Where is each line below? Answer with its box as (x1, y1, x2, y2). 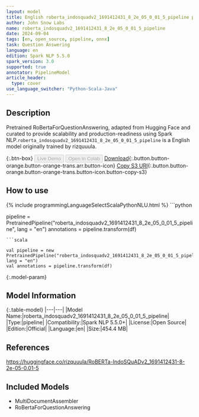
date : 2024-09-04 (6, 31, 49, 37)
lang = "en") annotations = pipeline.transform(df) (17, 225, 137, 232)
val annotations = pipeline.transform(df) (6, 263, 113, 269)
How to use (6, 185, 49, 196)
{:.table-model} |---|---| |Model (6, 307, 83, 314)
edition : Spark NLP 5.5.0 (6, 53, 70, 59)
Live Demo (37, 155, 61, 162)
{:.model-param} (6, 273, 47, 280)
